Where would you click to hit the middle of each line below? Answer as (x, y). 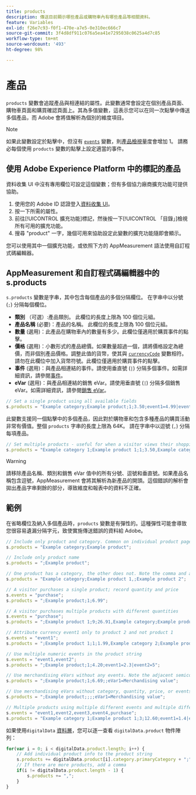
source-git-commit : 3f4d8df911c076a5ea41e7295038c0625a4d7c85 (83, 33)
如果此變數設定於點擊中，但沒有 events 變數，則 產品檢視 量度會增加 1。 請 (94, 141)
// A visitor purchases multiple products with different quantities (92, 611)
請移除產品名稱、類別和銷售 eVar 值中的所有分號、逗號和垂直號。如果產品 (95, 473)
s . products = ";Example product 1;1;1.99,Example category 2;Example (92, 643)
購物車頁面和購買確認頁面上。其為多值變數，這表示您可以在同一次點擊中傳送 (98, 110)
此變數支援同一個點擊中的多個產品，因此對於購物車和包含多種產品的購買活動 (98, 419)
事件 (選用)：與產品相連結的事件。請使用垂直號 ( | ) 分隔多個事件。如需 (98, 368)
